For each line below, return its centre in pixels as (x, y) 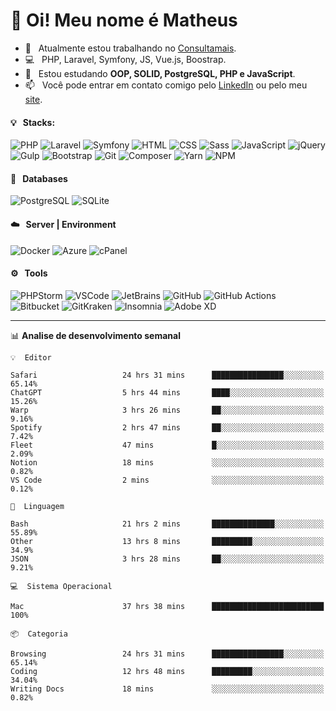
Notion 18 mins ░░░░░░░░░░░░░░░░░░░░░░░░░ (167, 462)
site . (33, 99)
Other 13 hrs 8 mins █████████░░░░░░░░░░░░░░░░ (167, 541)
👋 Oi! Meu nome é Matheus (124, 20)
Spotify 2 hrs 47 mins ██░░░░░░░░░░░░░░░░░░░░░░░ (167, 427)
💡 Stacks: (33, 122)
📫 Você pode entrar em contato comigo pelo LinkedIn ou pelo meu (166, 85)
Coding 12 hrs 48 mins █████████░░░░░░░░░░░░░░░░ (167, 671)
